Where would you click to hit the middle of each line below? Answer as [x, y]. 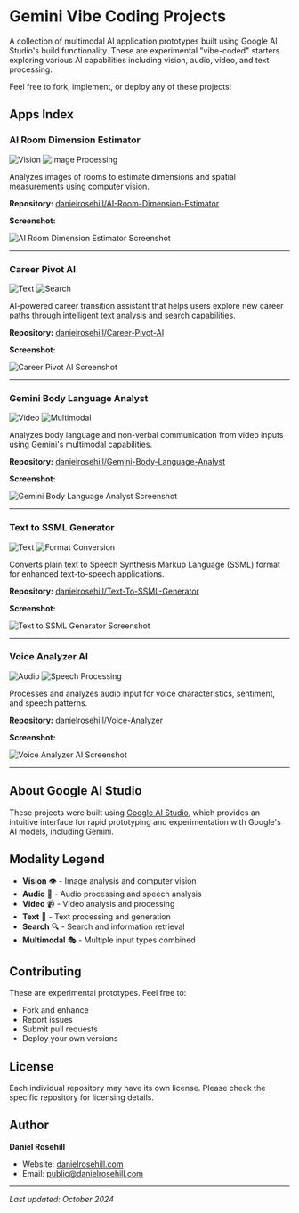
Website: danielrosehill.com [73, 1164]
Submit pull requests [60, 1029]
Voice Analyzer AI [49, 657]
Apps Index [41, 114]
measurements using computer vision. [79, 186]
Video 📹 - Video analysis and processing [98, 904]
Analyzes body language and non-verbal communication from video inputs [146, 435]
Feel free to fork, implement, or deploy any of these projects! [121, 86]
